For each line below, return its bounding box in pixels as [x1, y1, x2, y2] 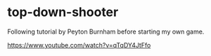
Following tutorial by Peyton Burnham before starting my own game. [7, 27, 205, 36]
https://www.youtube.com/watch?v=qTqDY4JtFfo [7, 41, 151, 49]
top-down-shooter [7, 4, 119, 20]
